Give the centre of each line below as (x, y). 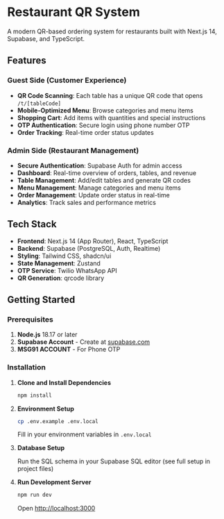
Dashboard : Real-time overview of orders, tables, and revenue (106, 173)
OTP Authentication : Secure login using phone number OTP (103, 125)
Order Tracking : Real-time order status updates (85, 132)
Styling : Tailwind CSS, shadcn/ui (64, 256)
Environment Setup (46, 409)
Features (27, 61)
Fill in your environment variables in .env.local (84, 434)
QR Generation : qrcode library (61, 278)
